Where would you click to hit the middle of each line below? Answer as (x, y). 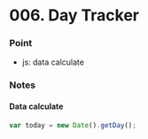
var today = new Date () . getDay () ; (73, 125)
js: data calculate (53, 62)
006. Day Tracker (74, 15)
